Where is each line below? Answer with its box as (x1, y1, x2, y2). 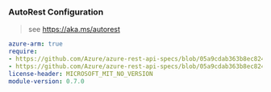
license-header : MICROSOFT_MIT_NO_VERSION (8, 70, 153, 78)
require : (8, 47, 38, 56)
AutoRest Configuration (8, 6, 104, 18)
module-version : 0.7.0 (8, 77, 85, 86)
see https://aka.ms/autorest (27, 25, 121, 34)
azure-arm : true (8, 40, 63, 48)
